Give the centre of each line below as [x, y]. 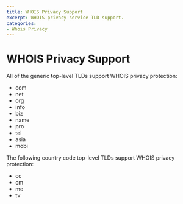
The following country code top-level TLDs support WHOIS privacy [91, 158]
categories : [21, 23]
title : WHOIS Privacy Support [45, 12]
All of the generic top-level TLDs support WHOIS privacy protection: [92, 76]
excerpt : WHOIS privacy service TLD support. [65, 18]
